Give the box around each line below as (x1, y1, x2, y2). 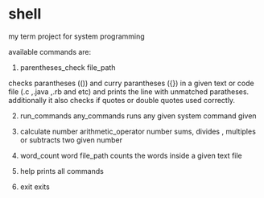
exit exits (19, 182, 50, 192)
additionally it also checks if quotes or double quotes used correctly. (8, 95, 236, 105)
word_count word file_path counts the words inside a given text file (19, 151, 243, 160)
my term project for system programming (8, 31, 145, 41)
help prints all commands (19, 166, 105, 175)
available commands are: (8, 47, 92, 56)
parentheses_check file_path (19, 62, 116, 72)
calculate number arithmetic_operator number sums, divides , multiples (19, 126, 256, 136)
